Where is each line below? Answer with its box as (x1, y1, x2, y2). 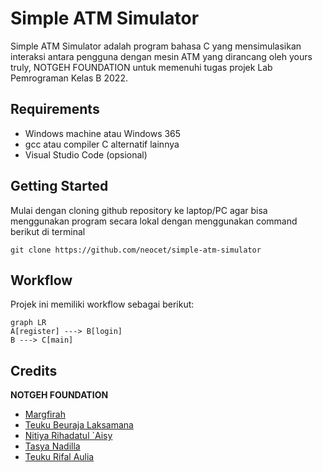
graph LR (10, 318, 47, 328)
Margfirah (24, 408, 66, 421)
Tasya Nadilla (24, 440, 81, 452)
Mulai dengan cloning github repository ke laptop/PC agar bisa (10, 204, 268, 216)
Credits (10, 362, 58, 379)
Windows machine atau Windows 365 (24, 127, 182, 139)
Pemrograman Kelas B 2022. (10, 72, 128, 84)
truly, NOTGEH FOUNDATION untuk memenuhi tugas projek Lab (10, 61, 273, 73)
